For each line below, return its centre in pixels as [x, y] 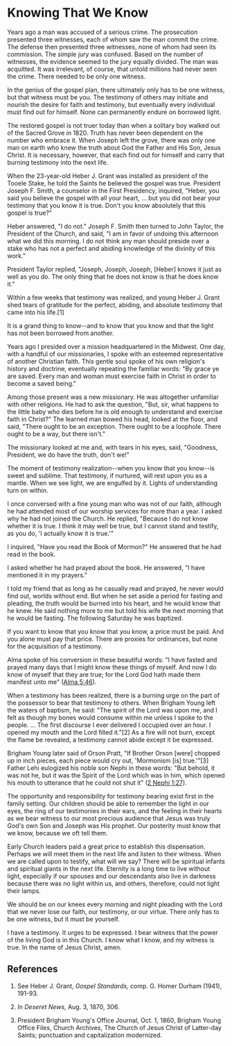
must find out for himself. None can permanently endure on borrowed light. [114, 112]
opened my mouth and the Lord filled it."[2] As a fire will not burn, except [111, 732]
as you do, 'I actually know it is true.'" [61, 533]
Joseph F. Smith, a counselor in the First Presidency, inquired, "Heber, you [113, 190]
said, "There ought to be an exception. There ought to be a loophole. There [114, 426]
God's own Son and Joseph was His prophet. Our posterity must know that [114, 826]
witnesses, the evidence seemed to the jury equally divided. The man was [113, 61]
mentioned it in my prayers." [47, 575]
